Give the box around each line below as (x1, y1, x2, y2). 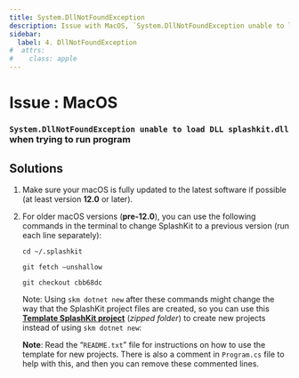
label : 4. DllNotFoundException (17, 37, 138, 47)
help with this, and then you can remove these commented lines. (21, 358, 260, 369)
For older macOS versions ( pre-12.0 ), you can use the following (21, 211, 256, 221)
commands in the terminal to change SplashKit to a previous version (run (21, 220, 290, 231)
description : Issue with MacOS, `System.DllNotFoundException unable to (9, 21, 285, 30)
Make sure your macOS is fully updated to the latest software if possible (21, 184, 287, 195)
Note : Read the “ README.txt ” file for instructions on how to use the (21, 339, 266, 350)
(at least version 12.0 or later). (21, 193, 133, 205)
